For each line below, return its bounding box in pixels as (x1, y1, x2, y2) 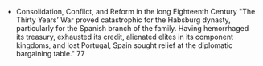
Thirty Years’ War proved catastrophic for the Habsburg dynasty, (15, 15, 231, 25)
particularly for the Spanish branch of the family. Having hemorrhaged (15, 24, 249, 33)
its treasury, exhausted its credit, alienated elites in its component (15, 32, 234, 41)
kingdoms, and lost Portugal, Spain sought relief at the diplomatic (15, 41, 233, 50)
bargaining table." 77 (15, 49, 85, 58)
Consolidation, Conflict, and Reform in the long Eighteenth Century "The (15, 7, 256, 16)
